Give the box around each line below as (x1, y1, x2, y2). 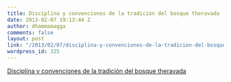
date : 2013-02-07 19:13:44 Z (7, 16, 91, 23)
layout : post (7, 36, 45, 42)
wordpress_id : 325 (7, 49, 60, 55)
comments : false (7, 29, 54, 36)
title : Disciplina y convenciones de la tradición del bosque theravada (7, 10, 220, 17)
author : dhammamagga (7, 23, 67, 29)
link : (7, 42, 23, 49)
